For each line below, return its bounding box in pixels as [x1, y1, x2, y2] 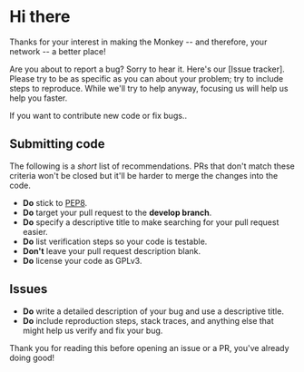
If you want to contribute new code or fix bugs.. [9, 110, 188, 121]
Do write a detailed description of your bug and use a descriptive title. [22, 306, 284, 317]
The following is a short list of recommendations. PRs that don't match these [9, 161, 295, 171]
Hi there [9, 6, 71, 27]
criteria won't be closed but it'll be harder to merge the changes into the [9, 170, 279, 181]
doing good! [9, 352, 55, 363]
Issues [9, 281, 48, 297]
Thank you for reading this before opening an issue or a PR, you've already [9, 342, 289, 353]
